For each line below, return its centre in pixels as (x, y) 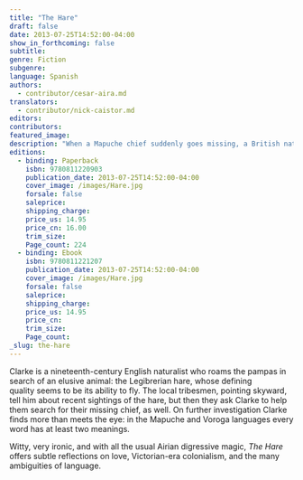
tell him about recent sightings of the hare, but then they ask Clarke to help (148, 400)
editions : (28, 152)
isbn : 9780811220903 (64, 169)
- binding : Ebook (50, 253)
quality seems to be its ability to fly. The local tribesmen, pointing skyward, (148, 391)
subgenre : (28, 69)
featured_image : (40, 136)
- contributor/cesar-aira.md (72, 93)
